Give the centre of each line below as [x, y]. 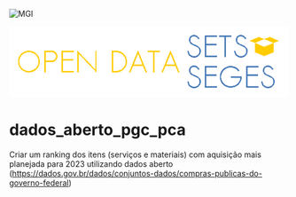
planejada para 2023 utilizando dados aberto [91, 163]
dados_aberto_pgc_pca [97, 130]
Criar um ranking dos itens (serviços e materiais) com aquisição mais [135, 154]
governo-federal [39, 183]
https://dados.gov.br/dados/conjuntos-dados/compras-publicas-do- [137, 173]
